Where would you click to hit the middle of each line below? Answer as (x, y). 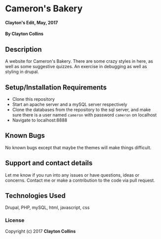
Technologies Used (35, 196)
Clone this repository (33, 99)
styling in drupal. (22, 72)
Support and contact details (49, 163)
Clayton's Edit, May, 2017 (32, 22)
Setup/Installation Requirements (56, 87)
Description (23, 49)
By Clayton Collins (24, 34)
